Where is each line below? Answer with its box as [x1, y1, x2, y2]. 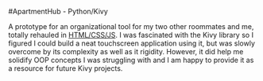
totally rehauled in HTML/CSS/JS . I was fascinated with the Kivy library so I [8, 31, 254, 39]
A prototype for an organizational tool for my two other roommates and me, [8, 22, 254, 31]
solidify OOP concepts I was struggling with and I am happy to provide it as [8, 55, 254, 64]
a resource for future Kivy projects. [8, 64, 123, 73]
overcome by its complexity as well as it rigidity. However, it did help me [8, 47, 244, 56]
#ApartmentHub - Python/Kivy [8, 7, 109, 16]
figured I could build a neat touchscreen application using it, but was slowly [8, 39, 256, 48]
